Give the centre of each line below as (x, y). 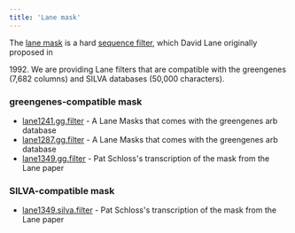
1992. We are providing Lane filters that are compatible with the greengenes (147, 69)
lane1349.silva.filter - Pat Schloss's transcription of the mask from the (149, 210)
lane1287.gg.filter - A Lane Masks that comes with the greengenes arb (150, 139)
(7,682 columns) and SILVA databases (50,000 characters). (117, 78)
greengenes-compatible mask (76, 101)
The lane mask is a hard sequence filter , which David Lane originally (133, 43)
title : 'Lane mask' (45, 17)
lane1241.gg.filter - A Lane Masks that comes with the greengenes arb (150, 120)
